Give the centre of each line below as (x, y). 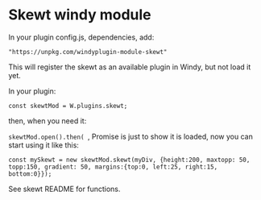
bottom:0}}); (30, 174)
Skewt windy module (80, 15)
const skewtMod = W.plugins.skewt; (68, 106)
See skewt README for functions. (64, 189)
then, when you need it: (48, 121)
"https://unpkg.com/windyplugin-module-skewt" (88, 52)
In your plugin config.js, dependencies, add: (81, 37)
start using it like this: (43, 145)
